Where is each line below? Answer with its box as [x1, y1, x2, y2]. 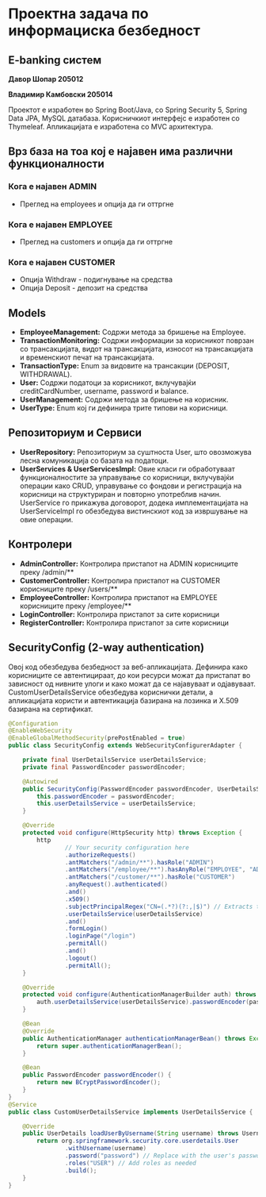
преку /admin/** [19, 567, 74, 576]
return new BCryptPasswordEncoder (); [36, 1079, 161, 1087]
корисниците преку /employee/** [19, 601, 132, 610]
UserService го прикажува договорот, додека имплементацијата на [19, 498, 249, 507]
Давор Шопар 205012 [8, 75, 84, 83]
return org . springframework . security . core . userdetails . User [36, 1137, 239, 1145]
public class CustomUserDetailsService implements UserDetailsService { [8, 1108, 253, 1116]
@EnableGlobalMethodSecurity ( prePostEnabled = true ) [8, 734, 186, 742]
